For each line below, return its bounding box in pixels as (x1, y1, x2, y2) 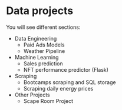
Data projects (6, 4, 74, 18)
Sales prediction (23, 60, 63, 67)
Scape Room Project (23, 97, 74, 104)
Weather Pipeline (23, 47, 65, 54)
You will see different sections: (6, 24, 81, 31)
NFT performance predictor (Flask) (23, 66, 109, 73)
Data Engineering (14, 35, 57, 42)
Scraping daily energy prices (23, 85, 94, 92)
